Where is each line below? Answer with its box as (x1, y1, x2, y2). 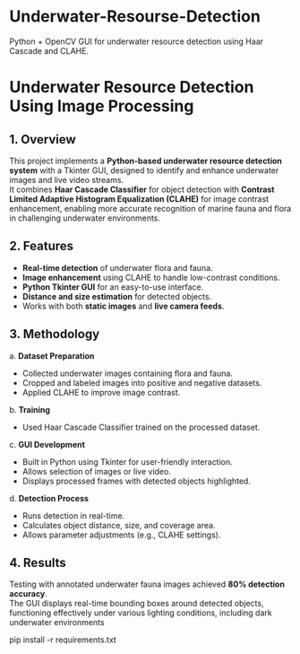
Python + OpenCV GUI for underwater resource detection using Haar (9, 36, 264, 47)
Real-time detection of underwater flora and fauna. (21, 262, 213, 273)
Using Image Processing (9, 96, 194, 117)
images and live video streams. (9, 174, 124, 185)
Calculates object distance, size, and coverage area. (21, 519, 216, 530)
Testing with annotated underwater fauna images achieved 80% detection (9, 579, 285, 589)
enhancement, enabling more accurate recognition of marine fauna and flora (9, 203, 292, 214)
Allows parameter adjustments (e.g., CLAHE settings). (21, 529, 221, 540)
